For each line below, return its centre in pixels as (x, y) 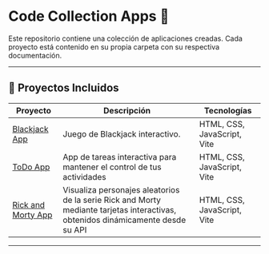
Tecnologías (228, 110)
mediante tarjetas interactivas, (120, 209)
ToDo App (31, 167)
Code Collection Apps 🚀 (89, 16)
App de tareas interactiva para (120, 157)
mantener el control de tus (112, 167)
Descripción (127, 110)
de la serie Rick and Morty (112, 200)
